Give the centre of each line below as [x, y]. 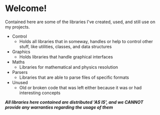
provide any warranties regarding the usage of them [59, 107]
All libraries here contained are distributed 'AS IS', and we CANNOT [74, 102]
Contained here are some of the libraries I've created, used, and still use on [80, 22]
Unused [20, 82]
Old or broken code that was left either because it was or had [80, 87]
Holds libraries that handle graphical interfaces [66, 57]
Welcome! [26, 8]
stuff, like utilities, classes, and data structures [65, 46]
